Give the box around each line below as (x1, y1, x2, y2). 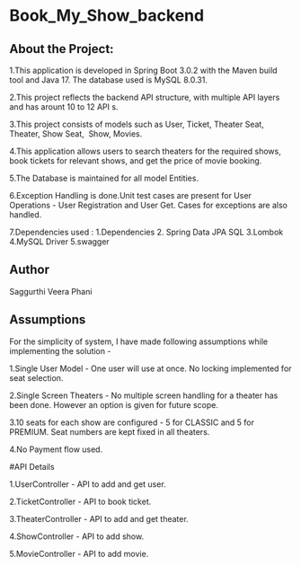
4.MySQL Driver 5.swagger (9, 236, 110, 247)
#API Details (9, 461, 56, 472)
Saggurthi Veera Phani (9, 286, 93, 296)
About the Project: (9, 41, 114, 57)
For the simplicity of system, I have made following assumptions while (9, 336, 268, 347)
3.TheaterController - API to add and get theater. (9, 513, 189, 524)
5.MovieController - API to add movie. (9, 548, 149, 559)
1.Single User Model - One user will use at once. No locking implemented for (9, 363, 292, 374)
